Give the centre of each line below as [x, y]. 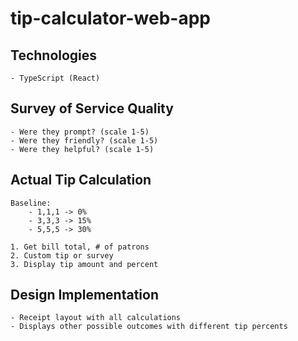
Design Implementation [85, 295]
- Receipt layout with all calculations [96, 318]
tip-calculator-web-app [110, 18]
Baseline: [31, 203]
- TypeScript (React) [55, 78]
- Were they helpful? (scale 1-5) [82, 149]
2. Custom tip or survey [62, 255]
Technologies [54, 55]
